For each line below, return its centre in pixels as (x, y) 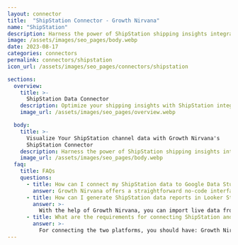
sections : (22, 79)
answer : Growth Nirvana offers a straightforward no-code (120, 191)
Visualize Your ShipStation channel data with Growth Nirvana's (123, 138)
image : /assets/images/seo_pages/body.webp (73, 40)
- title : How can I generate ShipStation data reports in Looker (124, 198)
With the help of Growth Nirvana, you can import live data (129, 211)
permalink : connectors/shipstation (60, 60)
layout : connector (34, 14)
